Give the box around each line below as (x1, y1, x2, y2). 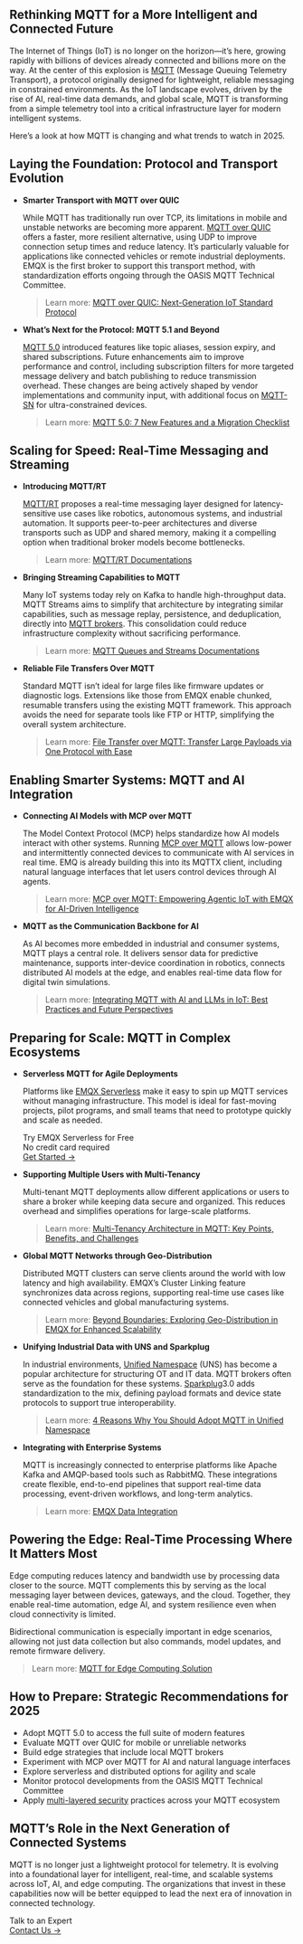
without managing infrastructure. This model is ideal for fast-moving (22, 1095, 278, 1106)
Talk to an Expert (9, 1915, 72, 1926)
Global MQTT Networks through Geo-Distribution (22, 1250, 213, 1261)
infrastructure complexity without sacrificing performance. (22, 628, 241, 639)
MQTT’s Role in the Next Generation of (9, 1821, 231, 1836)
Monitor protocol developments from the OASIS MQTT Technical (22, 1775, 263, 1786)
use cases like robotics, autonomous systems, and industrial (58, 508, 283, 519)
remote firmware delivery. (9, 1645, 106, 1656)
